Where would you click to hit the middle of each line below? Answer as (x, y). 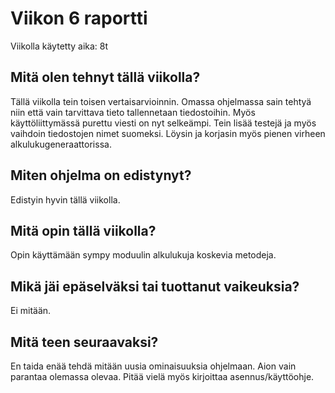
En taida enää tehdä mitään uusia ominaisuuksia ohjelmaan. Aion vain (153, 366)
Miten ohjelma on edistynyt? (101, 175)
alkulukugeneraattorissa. (61, 144)
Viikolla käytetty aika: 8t (59, 46)
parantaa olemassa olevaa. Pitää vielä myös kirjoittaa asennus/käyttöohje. (162, 376)
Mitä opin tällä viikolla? (83, 230)
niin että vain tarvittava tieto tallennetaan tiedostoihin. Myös (133, 112)
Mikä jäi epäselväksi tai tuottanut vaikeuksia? (155, 286)
